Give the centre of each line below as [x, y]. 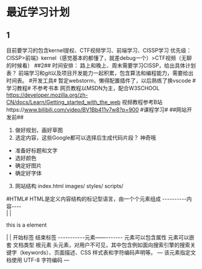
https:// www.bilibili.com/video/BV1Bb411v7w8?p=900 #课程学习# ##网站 [96, 110]
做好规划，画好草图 [39, 130]
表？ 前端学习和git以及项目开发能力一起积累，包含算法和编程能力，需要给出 [100, 73]
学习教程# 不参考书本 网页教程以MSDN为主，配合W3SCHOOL [83, 88]
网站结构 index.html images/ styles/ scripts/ [69, 186]
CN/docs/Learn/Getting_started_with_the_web [63, 102]
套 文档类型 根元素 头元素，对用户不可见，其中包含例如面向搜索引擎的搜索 [98, 245]
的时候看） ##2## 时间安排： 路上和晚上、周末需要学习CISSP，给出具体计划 [101, 65]
